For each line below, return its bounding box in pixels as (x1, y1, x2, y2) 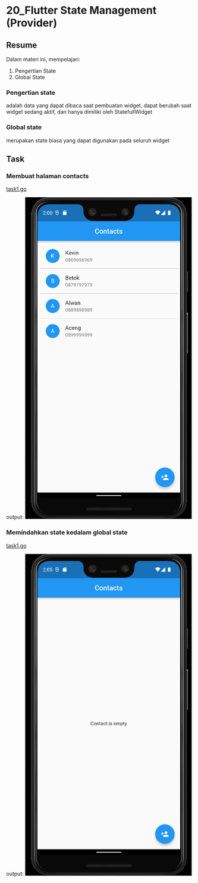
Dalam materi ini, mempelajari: (6, 56, 80, 63)
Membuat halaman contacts (6, 172, 89, 180)
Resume (6, 40, 37, 50)
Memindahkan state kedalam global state (6, 528, 128, 537)
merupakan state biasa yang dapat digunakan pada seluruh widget (6, 136, 170, 144)
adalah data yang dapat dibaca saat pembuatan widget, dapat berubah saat (6, 102, 192, 109)
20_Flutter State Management (6, 4, 157, 17)
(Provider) (6, 16, 58, 30)
